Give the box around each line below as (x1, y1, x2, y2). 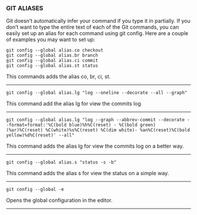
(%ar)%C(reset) (6, 127, 43, 133)
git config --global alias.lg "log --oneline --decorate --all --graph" (6, 90, 188, 96)
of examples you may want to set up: (6, 36, 96, 43)
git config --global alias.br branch (6, 53, 98, 59)
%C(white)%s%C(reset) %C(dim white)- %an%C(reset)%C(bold (45, 127, 191, 133)
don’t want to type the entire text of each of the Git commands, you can (6, 23, 179, 30)
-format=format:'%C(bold (6, 122, 67, 128)
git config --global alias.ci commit (6, 57, 98, 64)
